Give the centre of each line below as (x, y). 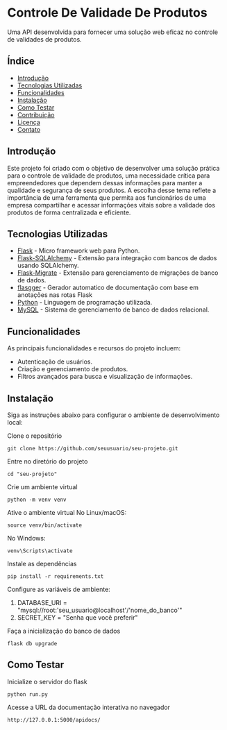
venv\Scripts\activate (40, 551)
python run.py (28, 694)
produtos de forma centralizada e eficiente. (69, 212)
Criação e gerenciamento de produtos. (73, 369)
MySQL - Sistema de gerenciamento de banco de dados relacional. (113, 309)
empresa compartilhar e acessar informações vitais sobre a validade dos (111, 205)
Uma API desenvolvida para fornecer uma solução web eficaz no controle (113, 32)
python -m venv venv (37, 500)
